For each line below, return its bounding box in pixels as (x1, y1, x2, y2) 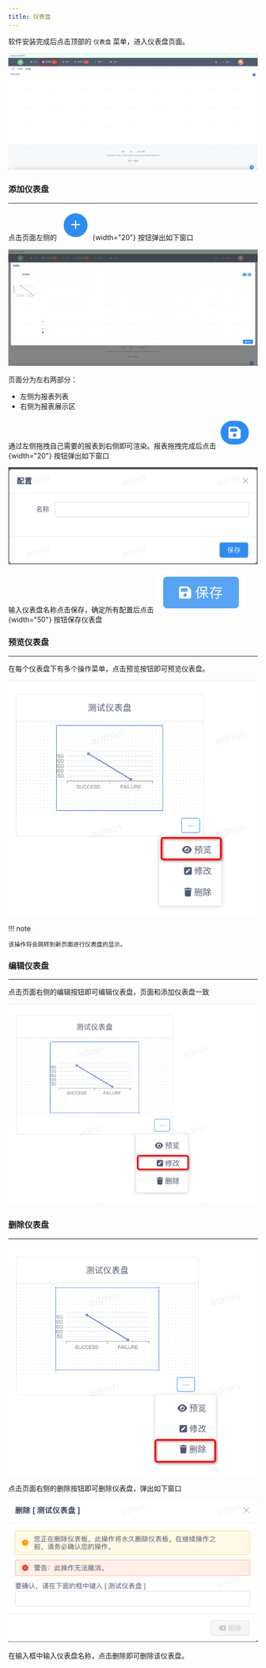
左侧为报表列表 (19, 392, 69, 402)
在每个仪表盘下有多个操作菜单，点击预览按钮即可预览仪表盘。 (8, 664, 210, 673)
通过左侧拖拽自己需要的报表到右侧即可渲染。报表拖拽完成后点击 (8, 441, 216, 451)
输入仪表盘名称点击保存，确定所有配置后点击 (8, 605, 154, 615)
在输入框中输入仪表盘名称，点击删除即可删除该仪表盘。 (8, 1651, 188, 1661)
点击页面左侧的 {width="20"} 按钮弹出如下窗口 (8, 232, 194, 242)
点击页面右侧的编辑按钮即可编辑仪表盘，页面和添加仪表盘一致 (8, 987, 210, 997)
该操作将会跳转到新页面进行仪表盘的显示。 (8, 940, 127, 948)
